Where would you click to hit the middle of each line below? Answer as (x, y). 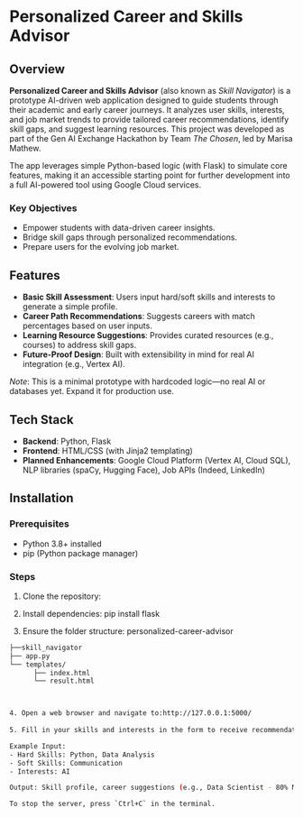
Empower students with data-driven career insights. (119, 228)
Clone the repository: (62, 596)
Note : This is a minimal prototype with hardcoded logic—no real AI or (138, 381)
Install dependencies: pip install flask (91, 613)
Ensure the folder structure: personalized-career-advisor (128, 631)
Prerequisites (39, 524)
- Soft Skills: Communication (66, 763)
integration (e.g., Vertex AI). (74, 364)
